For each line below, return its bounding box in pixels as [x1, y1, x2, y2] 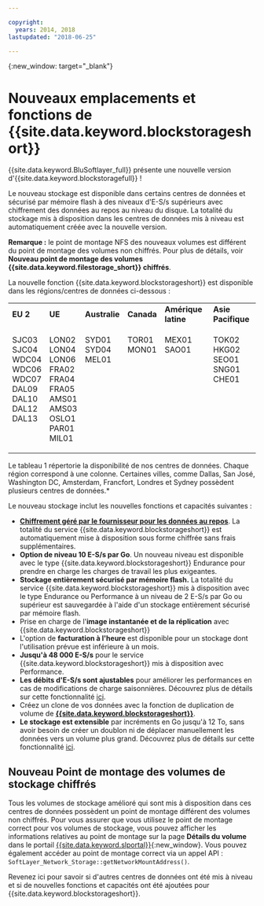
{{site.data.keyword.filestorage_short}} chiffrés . [8, 263, 171, 272]
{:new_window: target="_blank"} [8, 61, 114, 71]
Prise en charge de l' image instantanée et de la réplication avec [19, 617, 229, 627]
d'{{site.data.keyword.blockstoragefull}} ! [8, 174, 142, 183]
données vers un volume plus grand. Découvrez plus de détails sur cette [19, 734, 255, 744]
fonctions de [8, 105, 93, 124]
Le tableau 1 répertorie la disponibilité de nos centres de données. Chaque [8, 461, 249, 471]
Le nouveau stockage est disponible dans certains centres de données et [8, 189, 246, 198]
